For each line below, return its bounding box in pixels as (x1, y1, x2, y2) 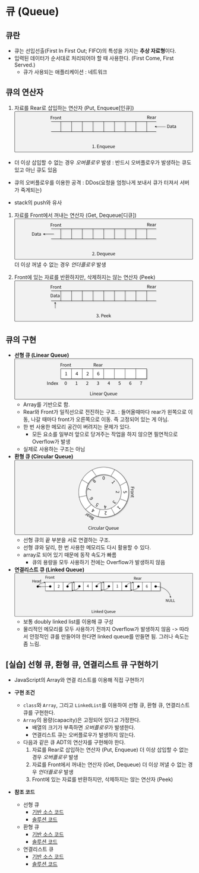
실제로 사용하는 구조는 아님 (23, 445, 86, 453)
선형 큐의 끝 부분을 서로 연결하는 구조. (23, 536, 110, 543)
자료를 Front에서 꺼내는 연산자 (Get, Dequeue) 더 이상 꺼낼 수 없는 (31, 761, 187, 768)
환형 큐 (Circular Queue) (14, 453, 74, 460)
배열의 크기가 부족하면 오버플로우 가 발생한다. (31, 724, 135, 731)
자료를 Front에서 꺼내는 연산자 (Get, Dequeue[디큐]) (14, 211, 137, 219)
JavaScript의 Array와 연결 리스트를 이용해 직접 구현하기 (14, 676, 144, 684)
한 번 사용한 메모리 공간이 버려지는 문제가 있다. (23, 423, 131, 431)
